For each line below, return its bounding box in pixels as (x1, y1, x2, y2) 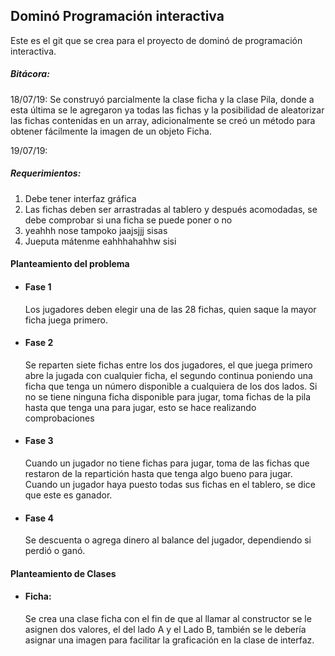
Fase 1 (24, 280, 52, 293)
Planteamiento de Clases (10, 567, 117, 579)
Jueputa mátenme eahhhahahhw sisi (24, 235, 177, 247)
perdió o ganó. (24, 545, 86, 557)
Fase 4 (24, 512, 54, 524)
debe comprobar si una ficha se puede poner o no (24, 214, 233, 226)
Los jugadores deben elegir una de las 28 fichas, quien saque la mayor (24, 303, 317, 315)
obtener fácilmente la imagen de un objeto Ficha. (10, 125, 212, 137)
